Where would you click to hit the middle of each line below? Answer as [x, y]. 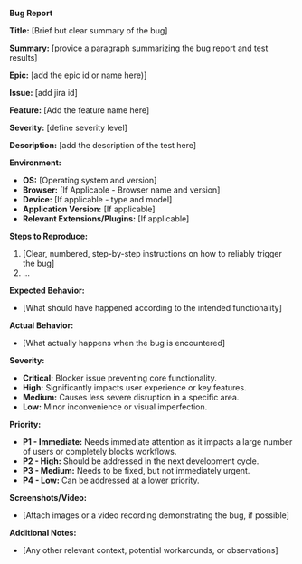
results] [24, 57]
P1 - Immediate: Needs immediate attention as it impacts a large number [157, 442]
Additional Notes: [43, 533]
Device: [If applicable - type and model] [97, 199]
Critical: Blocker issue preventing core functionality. [119, 378]
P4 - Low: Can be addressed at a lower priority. [111, 480]
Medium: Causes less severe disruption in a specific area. [131, 397]
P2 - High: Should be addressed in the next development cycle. [141, 461]
